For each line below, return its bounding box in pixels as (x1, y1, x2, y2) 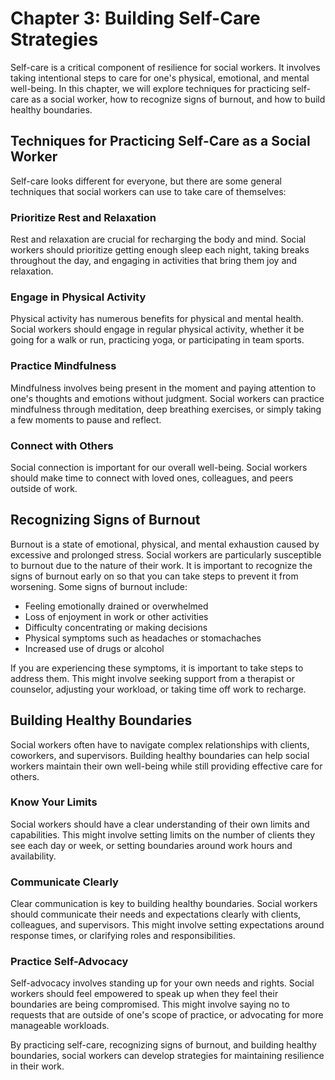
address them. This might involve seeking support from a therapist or (10, 672, 295, 684)
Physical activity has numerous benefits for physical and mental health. (10, 313, 304, 325)
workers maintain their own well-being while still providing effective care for (10, 760, 323, 772)
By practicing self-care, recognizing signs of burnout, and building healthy (10, 1039, 317, 1051)
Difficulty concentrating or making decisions (24, 621, 208, 633)
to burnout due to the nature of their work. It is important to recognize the (10, 559, 313, 571)
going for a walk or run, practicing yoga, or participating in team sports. (10, 334, 305, 346)
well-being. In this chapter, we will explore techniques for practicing (10, 82, 290, 94)
